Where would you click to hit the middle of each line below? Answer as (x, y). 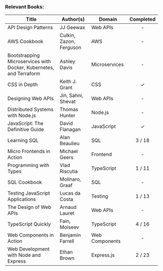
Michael (69, 152)
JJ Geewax (73, 28)
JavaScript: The (25, 123)
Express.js (103, 255)
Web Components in (31, 235)
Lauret (67, 213)
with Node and (24, 255)
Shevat (68, 102)
